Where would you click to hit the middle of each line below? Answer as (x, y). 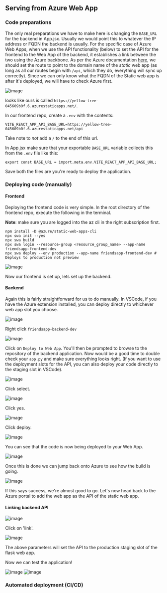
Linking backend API (27, 507)
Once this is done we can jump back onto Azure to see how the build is (78, 466)
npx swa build (20, 240)
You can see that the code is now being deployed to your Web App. (74, 447)
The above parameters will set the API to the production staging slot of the (81, 548)
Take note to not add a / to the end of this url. (52, 138)
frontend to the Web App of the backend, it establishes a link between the (81, 54)
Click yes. (15, 408)
